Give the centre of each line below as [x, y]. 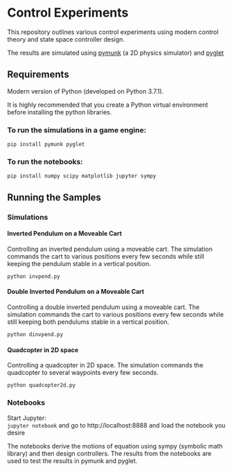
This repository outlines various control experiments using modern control [113, 32]
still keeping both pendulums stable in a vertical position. [88, 322]
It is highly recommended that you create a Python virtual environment [108, 105]
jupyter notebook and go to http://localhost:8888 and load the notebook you [116, 425]
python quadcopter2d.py [42, 385]
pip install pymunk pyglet [46, 145]
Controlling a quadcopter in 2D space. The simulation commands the [105, 365]
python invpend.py [34, 276]
